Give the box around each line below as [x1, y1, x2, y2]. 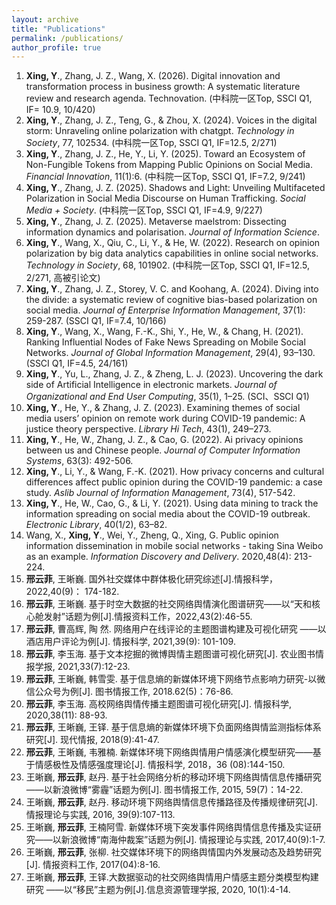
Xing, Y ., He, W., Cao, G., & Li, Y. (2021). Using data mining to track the [25, 497, 319, 510]
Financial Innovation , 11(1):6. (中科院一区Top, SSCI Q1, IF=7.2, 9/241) [25, 171, 306, 183]
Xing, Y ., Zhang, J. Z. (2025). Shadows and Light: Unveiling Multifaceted [25, 182, 326, 194]
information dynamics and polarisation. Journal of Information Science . [25, 226, 320, 238]
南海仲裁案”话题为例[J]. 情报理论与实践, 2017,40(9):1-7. [99, 834, 326, 846]
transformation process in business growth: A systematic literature [25, 81, 301, 93]
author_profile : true [11, 42, 102, 53]
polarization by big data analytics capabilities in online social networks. [25, 247, 319, 260]
